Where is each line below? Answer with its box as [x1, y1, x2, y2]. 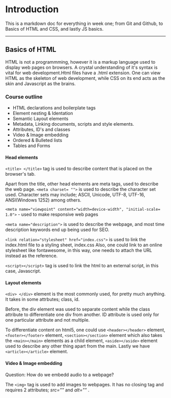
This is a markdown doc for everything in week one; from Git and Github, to [5, 20, 163, 26]
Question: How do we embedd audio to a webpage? [5, 372, 114, 378]
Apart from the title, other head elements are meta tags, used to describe [5, 181, 159, 187]
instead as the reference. [5, 253, 58, 259]
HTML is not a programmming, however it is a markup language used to [5, 59, 156, 65]
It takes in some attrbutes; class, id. [5, 296, 80, 302]
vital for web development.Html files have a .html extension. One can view [5, 70, 161, 76]
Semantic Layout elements [12, 116, 69, 122]
